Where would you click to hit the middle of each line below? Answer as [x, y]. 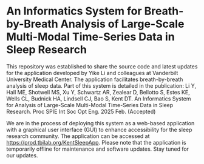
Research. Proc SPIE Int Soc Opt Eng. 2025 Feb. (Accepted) [81, 111]
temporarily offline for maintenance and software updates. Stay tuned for [98, 149]
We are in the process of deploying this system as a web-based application [100, 123]
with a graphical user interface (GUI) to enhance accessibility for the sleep [99, 130]
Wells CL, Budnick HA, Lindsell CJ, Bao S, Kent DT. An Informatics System [99, 99]
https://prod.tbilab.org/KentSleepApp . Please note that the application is [96, 142]
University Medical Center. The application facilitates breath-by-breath [95, 79]
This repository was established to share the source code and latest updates [102, 66]
